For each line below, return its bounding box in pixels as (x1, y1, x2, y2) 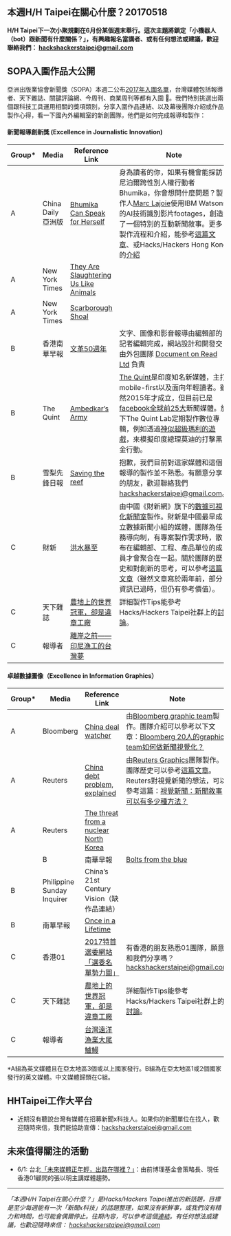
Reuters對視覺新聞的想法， (126, 776, 213, 785)
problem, (85, 780, 114, 790)
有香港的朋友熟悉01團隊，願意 (126, 943, 225, 953)
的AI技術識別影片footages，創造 (119, 209, 223, 218)
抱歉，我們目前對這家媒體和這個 (119, 457, 223, 467)
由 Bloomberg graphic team (126, 712, 213, 721)
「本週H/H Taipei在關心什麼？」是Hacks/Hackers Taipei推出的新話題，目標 (7, 1195, 221, 1203)
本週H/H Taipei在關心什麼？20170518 (7, 6, 168, 19)
